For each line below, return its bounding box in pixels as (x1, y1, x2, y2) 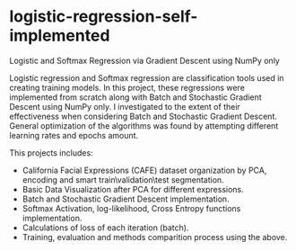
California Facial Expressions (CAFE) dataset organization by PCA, (22, 165, 267, 175)
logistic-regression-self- (9, 6, 198, 27)
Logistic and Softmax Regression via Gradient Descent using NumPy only (9, 55, 280, 66)
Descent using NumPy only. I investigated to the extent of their (9, 101, 240, 112)
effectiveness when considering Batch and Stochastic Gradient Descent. (9, 111, 278, 121)
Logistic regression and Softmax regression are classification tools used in (9, 72, 284, 83)
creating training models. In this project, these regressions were (9, 82, 245, 93)
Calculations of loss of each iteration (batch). (22, 222, 189, 233)
